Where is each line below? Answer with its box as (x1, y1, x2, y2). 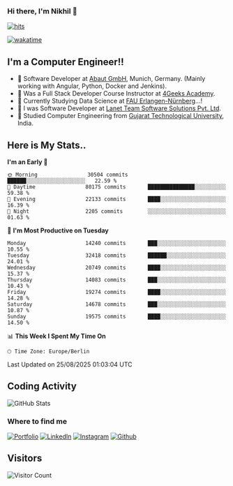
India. (17, 119, 33, 128)
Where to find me (7, 416, 68, 426)
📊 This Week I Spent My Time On (7, 332, 106, 340)
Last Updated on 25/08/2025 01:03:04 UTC (7, 360, 133, 369)
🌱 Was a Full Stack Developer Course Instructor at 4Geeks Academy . (17, 89, 216, 98)
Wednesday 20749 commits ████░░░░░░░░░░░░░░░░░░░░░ (7, 264, 227, 271)
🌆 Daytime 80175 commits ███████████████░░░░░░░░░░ (7, 183, 227, 191)
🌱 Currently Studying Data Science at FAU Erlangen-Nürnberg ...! (17, 97, 203, 105)
